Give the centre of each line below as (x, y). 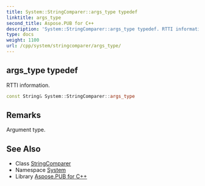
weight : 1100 (23, 40)
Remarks (24, 115)
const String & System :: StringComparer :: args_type (71, 96)
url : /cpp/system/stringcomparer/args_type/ (64, 46)
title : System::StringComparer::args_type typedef (72, 12)
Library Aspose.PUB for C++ (51, 176)
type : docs (20, 35)
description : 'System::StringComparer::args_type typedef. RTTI (90, 29)
